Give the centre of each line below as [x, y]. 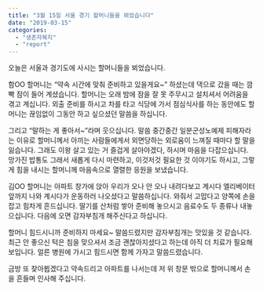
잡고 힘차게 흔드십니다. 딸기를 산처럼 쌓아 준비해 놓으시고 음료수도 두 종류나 [123, 206]
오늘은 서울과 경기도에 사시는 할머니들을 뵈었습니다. [87, 68]
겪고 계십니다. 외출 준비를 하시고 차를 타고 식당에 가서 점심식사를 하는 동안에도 [128, 104]
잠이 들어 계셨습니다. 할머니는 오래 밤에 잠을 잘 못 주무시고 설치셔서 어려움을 [132, 94]
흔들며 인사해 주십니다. [51, 278]
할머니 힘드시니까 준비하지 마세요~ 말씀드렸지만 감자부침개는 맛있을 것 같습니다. [130, 233]
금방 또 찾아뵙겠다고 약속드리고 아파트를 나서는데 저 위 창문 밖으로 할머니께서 [126, 269]
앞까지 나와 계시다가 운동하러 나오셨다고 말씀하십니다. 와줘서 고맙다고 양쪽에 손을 [132, 196]
